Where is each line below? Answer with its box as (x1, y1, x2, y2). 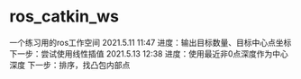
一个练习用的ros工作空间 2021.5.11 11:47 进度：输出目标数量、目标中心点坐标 (9, 37, 292, 48)
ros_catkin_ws (9, 6, 120, 27)
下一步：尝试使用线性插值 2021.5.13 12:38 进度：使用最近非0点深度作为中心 (9, 48, 288, 59)
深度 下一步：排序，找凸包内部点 (9, 59, 131, 70)
